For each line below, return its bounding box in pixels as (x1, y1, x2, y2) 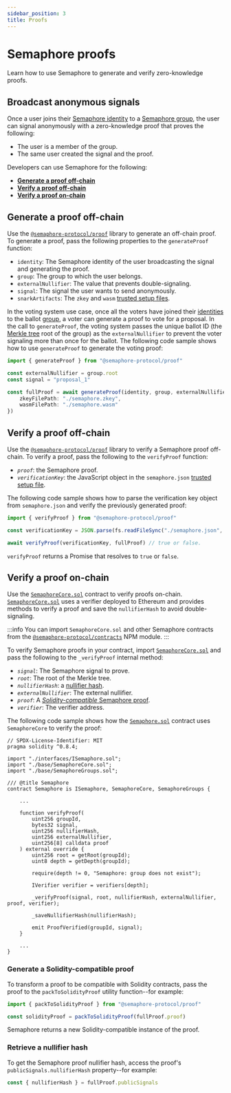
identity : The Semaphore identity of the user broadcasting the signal (16, 258, 214, 266)
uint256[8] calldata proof (32, 840, 109, 847)
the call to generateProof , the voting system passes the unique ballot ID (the (7, 322, 222, 331)
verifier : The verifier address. (16, 704, 104, 712)
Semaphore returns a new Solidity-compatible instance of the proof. (7, 1025, 200, 1034)
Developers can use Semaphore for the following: (7, 163, 148, 172)
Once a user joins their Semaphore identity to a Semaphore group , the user (7, 114, 220, 123)
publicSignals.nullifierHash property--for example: (7, 1065, 157, 1074)
